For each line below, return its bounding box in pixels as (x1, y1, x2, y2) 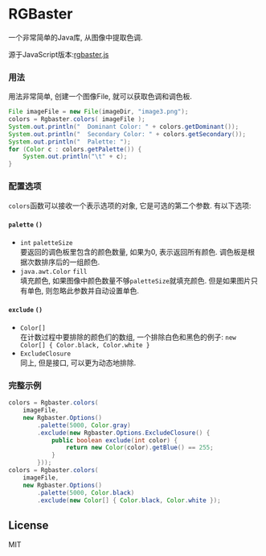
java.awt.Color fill (19, 268, 88, 276)
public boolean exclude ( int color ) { (51, 436, 178, 444)
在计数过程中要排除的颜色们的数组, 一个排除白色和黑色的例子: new (19, 332, 237, 342)
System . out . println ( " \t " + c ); (23, 152, 128, 161)
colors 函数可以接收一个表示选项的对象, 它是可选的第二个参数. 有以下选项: (8, 201, 252, 210)
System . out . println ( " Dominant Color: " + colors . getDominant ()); (8, 122, 239, 131)
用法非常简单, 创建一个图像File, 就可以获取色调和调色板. (8, 92, 193, 102)
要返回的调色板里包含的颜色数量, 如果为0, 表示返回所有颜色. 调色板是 (19, 247, 248, 256)
